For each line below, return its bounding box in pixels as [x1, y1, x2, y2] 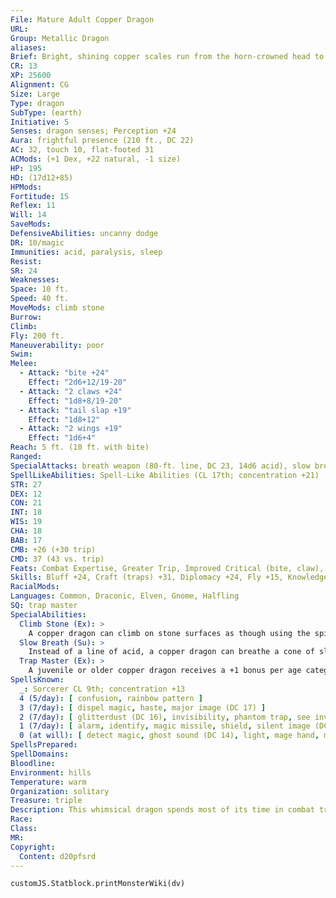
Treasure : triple [10, 796, 83, 806]
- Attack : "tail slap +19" [19, 405, 132, 415]
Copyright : [10, 842, 56, 852]
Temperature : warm [10, 777, 87, 787]
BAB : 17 [10, 535, 43, 545]
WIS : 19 [10, 517, 43, 527]
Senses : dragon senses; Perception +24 [10, 126, 177, 136]
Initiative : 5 [10, 117, 70, 127]
